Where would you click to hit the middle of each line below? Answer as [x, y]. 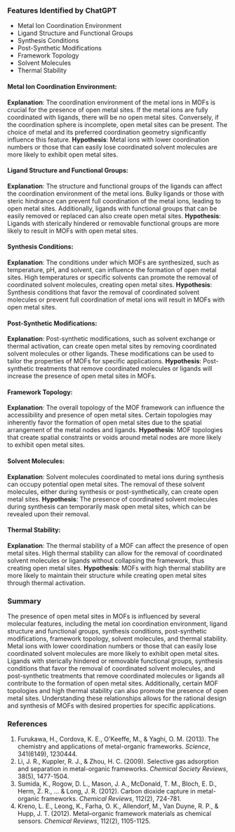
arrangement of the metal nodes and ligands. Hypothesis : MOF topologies [115, 430]
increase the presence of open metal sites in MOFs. [82, 376]
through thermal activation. [46, 583]
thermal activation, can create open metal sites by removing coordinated [112, 347]
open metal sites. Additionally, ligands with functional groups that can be [112, 208]
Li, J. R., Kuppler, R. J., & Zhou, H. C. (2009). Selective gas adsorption [118, 761]
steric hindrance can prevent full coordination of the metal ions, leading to [114, 201]
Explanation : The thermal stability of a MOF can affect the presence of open [118, 545]
